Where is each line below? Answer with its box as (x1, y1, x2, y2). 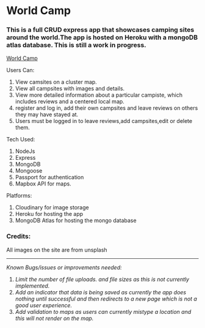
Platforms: (6, 192, 32, 199)
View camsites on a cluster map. (15, 78, 98, 86)
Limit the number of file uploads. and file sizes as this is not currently (15, 275, 190, 283)
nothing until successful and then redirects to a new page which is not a (15, 295, 197, 302)
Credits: (6, 232, 31, 240)
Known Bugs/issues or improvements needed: (6, 264, 122, 271)
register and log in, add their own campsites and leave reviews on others (15, 105, 198, 112)
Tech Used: (6, 136, 35, 143)
